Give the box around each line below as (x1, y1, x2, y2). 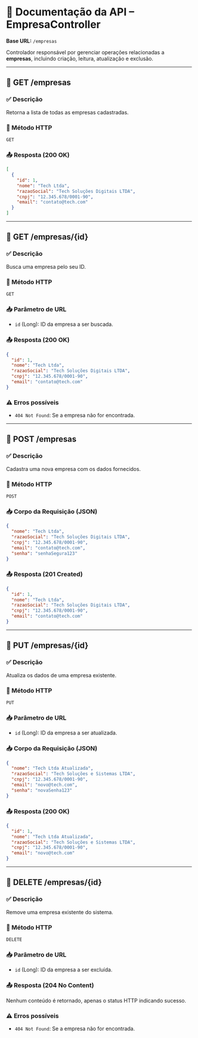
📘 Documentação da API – (6, 5, 134, 19)
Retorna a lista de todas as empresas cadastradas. (6, 108, 129, 116)
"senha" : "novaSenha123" (11, 787, 72, 793)
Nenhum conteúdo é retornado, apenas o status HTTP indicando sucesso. (6, 997, 187, 1004)
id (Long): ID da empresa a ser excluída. (14, 966, 113, 973)
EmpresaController (6, 18, 101, 31)
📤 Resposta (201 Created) (6, 570, 83, 578)
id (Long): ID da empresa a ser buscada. (14, 321, 114, 328)
